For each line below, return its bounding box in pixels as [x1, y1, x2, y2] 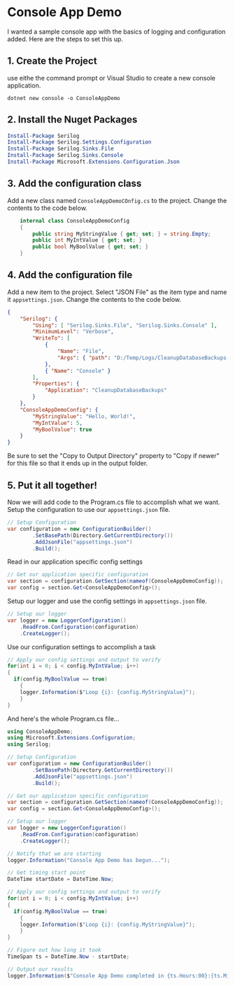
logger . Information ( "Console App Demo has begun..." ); [7, 856, 171, 863]
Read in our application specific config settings [7, 557, 143, 566]
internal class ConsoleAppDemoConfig [20, 217, 130, 224]
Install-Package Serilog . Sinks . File [7, 145, 114, 153]
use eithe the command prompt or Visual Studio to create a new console [7, 74, 215, 82]
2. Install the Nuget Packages [7, 113, 138, 126]
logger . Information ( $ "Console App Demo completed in [7, 972, 164, 979]
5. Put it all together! [7, 479, 98, 491]
